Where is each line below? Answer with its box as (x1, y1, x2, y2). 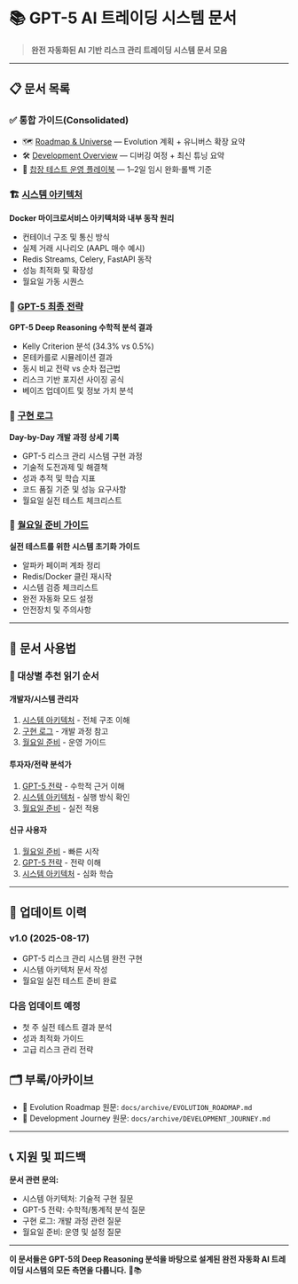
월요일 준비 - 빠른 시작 (21, 846, 99, 856)
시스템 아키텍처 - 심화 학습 (21, 868, 114, 878)
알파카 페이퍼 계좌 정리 (21, 560, 101, 571)
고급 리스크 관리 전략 (21, 1044, 94, 1054)
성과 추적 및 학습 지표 (21, 472, 96, 484)
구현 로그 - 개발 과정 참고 (21, 726, 109, 737)
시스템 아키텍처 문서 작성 (21, 965, 108, 975)
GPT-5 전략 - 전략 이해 (21, 857, 102, 868)
